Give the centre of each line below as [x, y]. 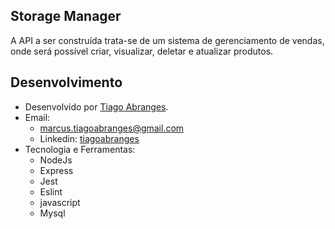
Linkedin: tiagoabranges [89, 138]
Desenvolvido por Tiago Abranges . [96, 106]
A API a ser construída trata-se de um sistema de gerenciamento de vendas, [167, 40]
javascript [60, 202]
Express [56, 170]
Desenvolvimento [66, 82]
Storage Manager [66, 16]
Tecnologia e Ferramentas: [80, 149]
